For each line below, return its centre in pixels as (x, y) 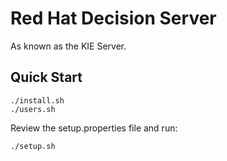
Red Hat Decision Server (113, 18)
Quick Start (46, 77)
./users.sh (33, 109)
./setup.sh (33, 146)
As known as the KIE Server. (68, 46)
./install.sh (37, 100)
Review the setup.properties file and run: (94, 128)
